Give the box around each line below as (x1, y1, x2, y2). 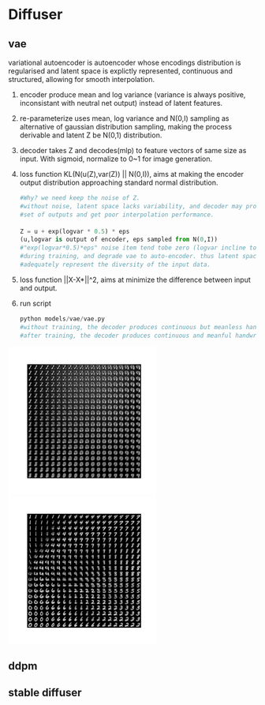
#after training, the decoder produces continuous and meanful (19, 332, 233, 339)
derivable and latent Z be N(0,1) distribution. (19, 130, 162, 140)
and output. (19, 283, 58, 293)
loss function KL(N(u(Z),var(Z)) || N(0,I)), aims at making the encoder (19, 170, 244, 178)
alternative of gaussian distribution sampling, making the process (19, 122, 233, 131)
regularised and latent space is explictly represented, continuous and (8, 66, 233, 76)
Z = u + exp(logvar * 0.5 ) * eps (19, 227, 130, 235)
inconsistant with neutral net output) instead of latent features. (19, 99, 223, 107)
